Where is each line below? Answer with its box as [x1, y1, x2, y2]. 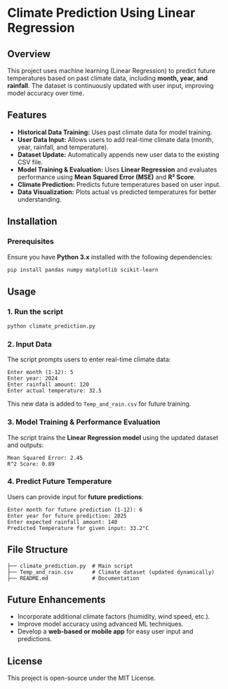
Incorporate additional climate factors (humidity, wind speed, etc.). [17, 612, 210, 621]
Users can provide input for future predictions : [7, 492, 144, 501]
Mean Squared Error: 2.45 [7, 454, 83, 461]
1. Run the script [7, 307, 63, 316]
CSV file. [17, 157, 43, 166]
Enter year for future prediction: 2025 [7, 512, 128, 520]
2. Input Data [7, 339, 53, 349]
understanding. [17, 195, 62, 203]
